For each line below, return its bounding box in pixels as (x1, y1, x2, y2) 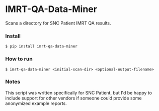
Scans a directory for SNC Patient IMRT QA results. (5, 20, 112, 26)
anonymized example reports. (5, 100, 67, 106)
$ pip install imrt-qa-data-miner (5, 44, 78, 49)
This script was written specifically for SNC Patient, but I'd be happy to (5, 89, 152, 95)
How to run (5, 55, 33, 62)
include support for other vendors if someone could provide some (5, 95, 142, 101)
